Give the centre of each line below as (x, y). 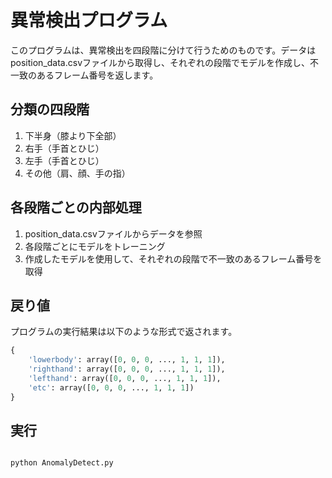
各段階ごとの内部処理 (76, 207)
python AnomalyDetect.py (62, 463)
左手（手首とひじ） (64, 160)
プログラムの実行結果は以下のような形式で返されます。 (124, 332)
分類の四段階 (50, 109)
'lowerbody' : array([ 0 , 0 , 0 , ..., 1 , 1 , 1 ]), (127, 360)
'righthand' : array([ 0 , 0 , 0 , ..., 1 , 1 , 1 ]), (127, 369)
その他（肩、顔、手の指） (77, 173)
